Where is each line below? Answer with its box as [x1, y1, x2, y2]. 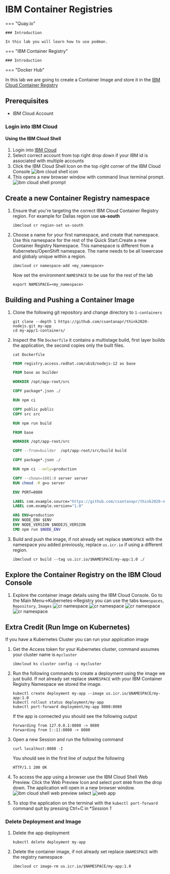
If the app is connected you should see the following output [12, 713, 137, 719]
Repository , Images [12, 602, 52, 609]
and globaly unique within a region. [12, 253, 86, 259]
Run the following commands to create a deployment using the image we [12, 670, 165, 677]
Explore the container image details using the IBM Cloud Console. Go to [12, 592, 162, 598]
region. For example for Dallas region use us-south [12, 213, 120, 219]
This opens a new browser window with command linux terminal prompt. [12, 174, 165, 180]
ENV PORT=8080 [12, 490, 43, 495]
